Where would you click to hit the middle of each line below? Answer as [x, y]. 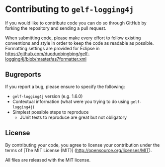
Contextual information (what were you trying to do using [71, 101]
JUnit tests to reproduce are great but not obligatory [73, 117]
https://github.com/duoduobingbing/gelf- [47, 54]
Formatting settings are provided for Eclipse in [52, 48]
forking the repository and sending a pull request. [56, 28]
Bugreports [23, 75]
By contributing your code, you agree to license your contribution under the [82, 145]
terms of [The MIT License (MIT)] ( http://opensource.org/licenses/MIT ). [79, 150]
